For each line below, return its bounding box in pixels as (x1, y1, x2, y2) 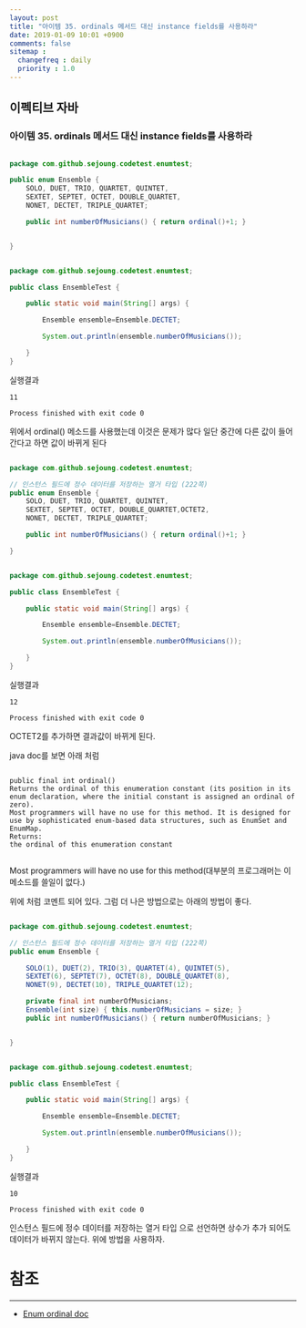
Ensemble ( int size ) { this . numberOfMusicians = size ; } (25, 1005, 243, 1014)
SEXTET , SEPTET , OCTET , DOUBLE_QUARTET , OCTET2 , (25, 505, 209, 515)
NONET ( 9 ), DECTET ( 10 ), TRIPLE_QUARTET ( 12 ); (25, 981, 194, 990)
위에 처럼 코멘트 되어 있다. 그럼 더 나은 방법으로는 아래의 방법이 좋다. (9, 895, 252, 907)
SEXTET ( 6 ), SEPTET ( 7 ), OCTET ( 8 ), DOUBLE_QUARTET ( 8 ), (25, 972, 230, 981)
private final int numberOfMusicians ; (25, 997, 173, 1006)
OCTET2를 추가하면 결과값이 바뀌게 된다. (9, 730, 157, 741)
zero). (9, 799, 35, 809)
